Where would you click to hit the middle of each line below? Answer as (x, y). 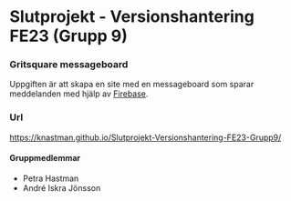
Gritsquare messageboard (69, 65)
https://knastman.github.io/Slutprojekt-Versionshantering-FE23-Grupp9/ (145, 137)
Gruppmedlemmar (45, 158)
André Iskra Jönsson (62, 187)
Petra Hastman (51, 178)
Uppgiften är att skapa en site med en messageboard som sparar (132, 85)
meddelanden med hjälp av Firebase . (79, 94)
